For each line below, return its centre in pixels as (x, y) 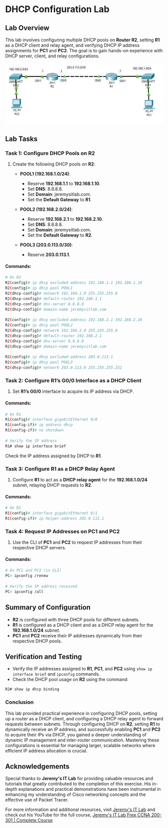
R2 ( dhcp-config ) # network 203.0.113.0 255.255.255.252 (64, 368)
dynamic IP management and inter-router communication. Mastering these (82, 740)
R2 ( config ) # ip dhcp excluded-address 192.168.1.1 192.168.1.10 (74, 283)
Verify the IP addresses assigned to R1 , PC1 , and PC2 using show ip (82, 669)
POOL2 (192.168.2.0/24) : (46, 209)
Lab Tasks (21, 139)
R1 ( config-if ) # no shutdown (35, 430)
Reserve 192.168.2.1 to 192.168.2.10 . (65, 219)
